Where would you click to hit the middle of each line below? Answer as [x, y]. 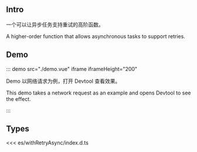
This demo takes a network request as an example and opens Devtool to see [98, 93]
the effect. [18, 99]
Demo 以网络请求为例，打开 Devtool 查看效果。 [63, 81]
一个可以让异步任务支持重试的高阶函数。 [55, 24]
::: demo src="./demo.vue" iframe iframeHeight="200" [72, 69]
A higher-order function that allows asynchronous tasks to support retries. [96, 36]
